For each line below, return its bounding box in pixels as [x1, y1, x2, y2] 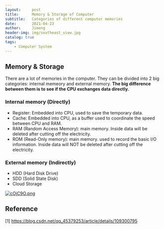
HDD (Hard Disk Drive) [12, 171, 58, 176]
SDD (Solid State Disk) [12, 175, 58, 181]
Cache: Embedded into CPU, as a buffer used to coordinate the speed [12, 115, 155, 121]
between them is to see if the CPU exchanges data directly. [5, 86, 130, 92]
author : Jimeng [5, 26, 46, 31]
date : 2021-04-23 [5, 21, 55, 26]
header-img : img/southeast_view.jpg [5, 30, 81, 35]
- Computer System [14, 44, 52, 49]
